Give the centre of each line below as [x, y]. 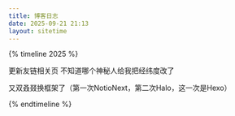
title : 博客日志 [33, 16]
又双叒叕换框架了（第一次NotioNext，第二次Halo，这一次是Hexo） [120, 88]
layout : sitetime [38, 31]
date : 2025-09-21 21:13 [49, 24]
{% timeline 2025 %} [44, 54]
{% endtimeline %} [40, 104]
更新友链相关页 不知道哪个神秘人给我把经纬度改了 [91, 71]
